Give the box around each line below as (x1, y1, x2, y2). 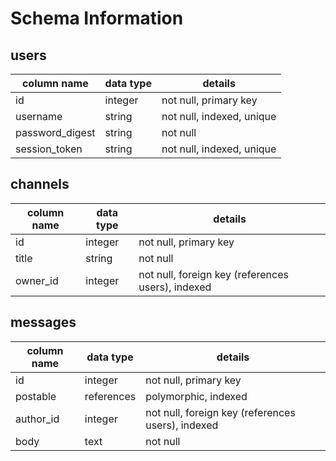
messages (10, 314, 77, 331)
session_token (15, 142, 83, 156)
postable (15, 389, 57, 403)
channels (10, 176, 70, 193)
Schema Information (10, 7, 184, 30)
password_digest (15, 126, 96, 139)
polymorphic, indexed (145, 389, 248, 403)
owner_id (15, 273, 59, 287)
